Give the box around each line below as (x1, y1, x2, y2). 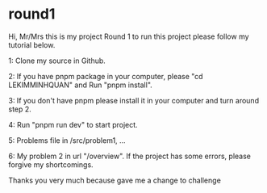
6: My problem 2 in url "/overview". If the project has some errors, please (8, 151, 252, 161)
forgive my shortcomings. (8, 159, 94, 170)
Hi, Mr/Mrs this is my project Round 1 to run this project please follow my (8, 31, 249, 41)
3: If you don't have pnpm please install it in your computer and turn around (8, 95, 260, 105)
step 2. (8, 104, 32, 114)
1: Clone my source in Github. (8, 56, 106, 65)
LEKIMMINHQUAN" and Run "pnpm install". (8, 80, 153, 90)
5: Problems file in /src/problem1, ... (8, 135, 127, 145)
